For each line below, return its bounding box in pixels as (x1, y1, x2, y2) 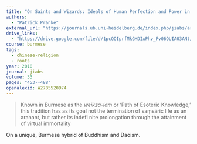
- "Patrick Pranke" (11, 19, 59, 25)
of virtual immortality (20, 120, 71, 127)
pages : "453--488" (6, 80, 51, 86)
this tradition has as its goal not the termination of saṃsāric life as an (20, 107, 187, 115)
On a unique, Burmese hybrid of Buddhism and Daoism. (6, 131, 141, 138)
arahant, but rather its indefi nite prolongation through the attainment (20, 113, 187, 120)
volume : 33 (6, 74, 33, 80)
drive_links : (6, 31, 38, 36)
